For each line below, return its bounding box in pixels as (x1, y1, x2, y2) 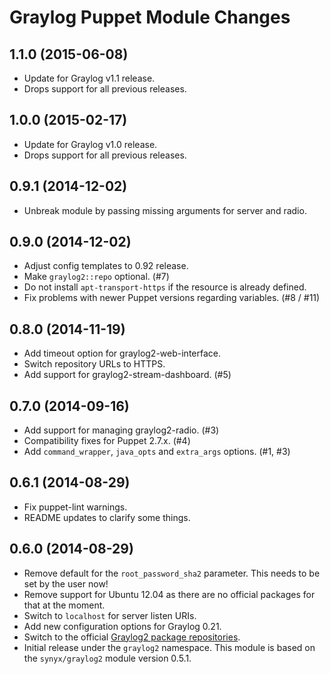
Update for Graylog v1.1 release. (23, 72, 156, 84)
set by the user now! (23, 577, 109, 590)
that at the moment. (23, 599, 106, 611)
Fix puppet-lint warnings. (23, 501, 128, 513)
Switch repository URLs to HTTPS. (23, 358, 166, 370)
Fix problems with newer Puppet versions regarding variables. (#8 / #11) (23, 292, 321, 304)
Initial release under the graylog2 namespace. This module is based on (23, 641, 316, 653)
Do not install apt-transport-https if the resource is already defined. (23, 281, 307, 293)
